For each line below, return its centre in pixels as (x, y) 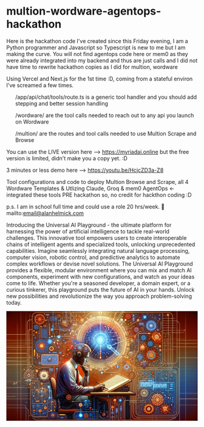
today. (14, 302)
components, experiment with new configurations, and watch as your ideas (100, 277)
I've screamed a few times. (40, 85)
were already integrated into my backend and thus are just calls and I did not (102, 60)
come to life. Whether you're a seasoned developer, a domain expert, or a (98, 283)
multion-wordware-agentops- (84, 11)
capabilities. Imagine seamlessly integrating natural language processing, (98, 250)
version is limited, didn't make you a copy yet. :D (67, 158)
